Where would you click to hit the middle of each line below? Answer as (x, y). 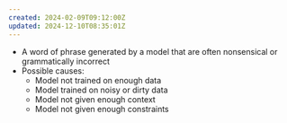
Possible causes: (53, 70)
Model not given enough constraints (102, 109)
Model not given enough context (95, 99)
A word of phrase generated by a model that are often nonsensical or (149, 51)
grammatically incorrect (65, 61)
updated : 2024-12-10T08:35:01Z (67, 26)
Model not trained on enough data (98, 80)
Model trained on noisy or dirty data (101, 90)
